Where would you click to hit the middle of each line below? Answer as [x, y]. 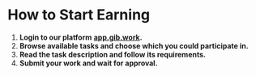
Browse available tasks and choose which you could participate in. [134, 45]
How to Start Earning [79, 15]
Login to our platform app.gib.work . [81, 37]
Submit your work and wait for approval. [89, 63]
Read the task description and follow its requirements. [112, 54]
